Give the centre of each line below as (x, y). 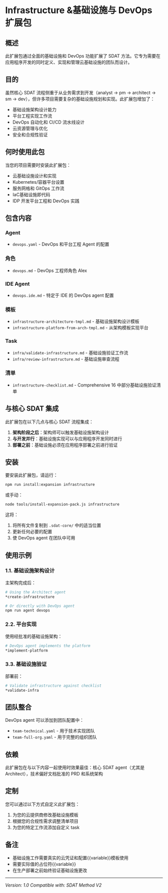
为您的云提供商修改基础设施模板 (45, 815)
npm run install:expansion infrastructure (50, 485)
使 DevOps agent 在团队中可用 (44, 538)
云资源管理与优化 (30, 128)
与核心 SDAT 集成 (32, 409)
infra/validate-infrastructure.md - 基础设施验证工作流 (70, 352)
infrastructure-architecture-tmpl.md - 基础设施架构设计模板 (76, 321)
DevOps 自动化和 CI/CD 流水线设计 (48, 122)
